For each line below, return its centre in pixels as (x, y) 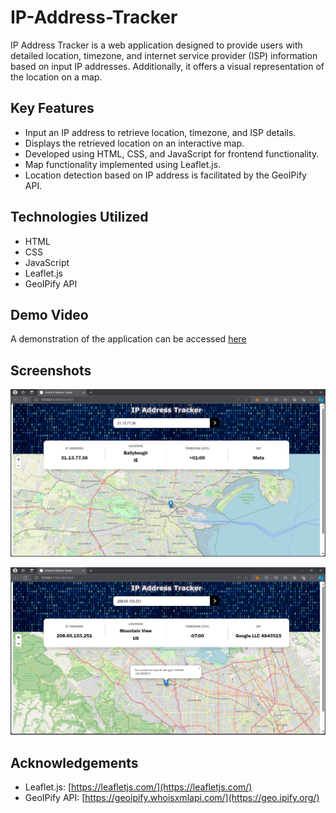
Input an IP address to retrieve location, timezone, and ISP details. (160, 132)
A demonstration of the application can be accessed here (128, 339)
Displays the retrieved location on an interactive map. (134, 143)
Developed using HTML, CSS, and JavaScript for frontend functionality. (172, 153)
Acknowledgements (74, 762)
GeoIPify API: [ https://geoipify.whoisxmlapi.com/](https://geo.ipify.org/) (172, 797)
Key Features (52, 108)
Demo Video (49, 314)
